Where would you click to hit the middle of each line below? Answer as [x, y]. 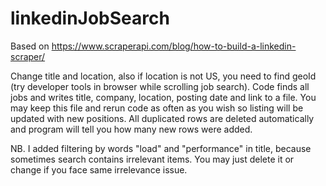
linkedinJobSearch [90, 18]
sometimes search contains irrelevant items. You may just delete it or [152, 159]
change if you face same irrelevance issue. [99, 169]
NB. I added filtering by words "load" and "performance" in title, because [161, 148]
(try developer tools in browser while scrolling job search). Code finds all [160, 86]
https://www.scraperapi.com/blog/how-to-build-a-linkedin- [174, 46]
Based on [30, 46]
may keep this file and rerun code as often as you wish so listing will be [157, 108]
